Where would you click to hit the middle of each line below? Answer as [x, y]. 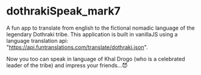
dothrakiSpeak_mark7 [63, 11]
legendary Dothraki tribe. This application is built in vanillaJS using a [92, 34]
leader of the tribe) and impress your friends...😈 [67, 65]
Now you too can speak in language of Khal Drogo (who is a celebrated [96, 59]
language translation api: [37, 41]
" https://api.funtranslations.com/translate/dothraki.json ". [77, 47]
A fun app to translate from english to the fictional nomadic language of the [100, 28]
